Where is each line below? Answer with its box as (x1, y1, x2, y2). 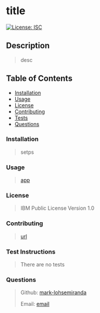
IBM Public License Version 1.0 (20, 205, 95, 212)
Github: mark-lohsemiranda (20, 289, 87, 296)
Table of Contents (6, 74, 73, 84)
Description (6, 41, 50, 51)
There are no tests (20, 261, 65, 268)
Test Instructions (6, 248, 56, 256)
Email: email (20, 301, 50, 308)
